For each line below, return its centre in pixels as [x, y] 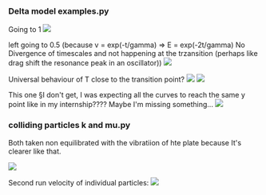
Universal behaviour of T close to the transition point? [97, 80]
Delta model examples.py [59, 11]
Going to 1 [25, 30]
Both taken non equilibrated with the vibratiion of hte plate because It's [125, 142]
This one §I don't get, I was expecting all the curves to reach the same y [127, 95]
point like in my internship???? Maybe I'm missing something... [111, 105]
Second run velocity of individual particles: [79, 182]
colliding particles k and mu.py [69, 125]
